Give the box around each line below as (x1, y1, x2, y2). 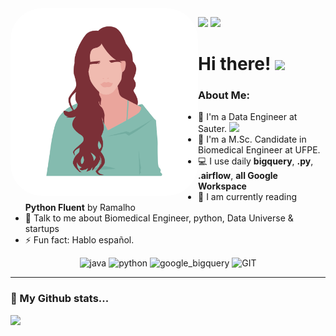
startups (24, 223, 60, 235)
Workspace (198, 180, 247, 192)
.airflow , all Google (198, 170, 278, 182)
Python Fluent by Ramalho (24, 202, 136, 214)
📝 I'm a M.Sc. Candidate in (198, 133, 307, 146)
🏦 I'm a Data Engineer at (198, 111, 298, 123)
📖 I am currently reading (198, 191, 297, 203)
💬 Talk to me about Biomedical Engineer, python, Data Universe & (24, 212, 294, 224)
